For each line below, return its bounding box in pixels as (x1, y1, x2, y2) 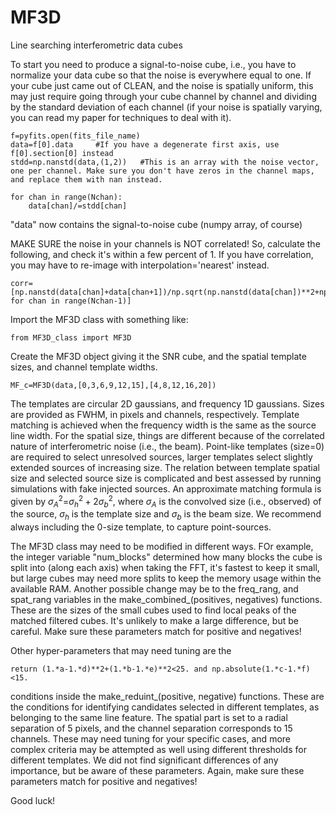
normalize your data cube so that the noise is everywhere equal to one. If (10, 69, 312, 81)
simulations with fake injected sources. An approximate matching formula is (10, 482, 322, 495)
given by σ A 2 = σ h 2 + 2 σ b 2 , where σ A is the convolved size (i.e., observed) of (10, 493, 322, 510)
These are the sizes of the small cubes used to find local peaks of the (10, 604, 297, 616)
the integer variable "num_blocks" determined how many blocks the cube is (10, 551, 323, 563)
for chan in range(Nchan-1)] (10, 296, 132, 306)
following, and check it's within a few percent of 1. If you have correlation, (10, 248, 314, 260)
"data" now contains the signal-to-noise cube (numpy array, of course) (10, 218, 303, 230)
